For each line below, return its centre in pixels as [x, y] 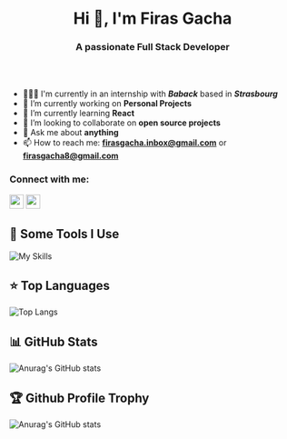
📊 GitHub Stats [54, 341]
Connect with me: [49, 179]
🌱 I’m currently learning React [78, 114]
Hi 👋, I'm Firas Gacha [153, 19]
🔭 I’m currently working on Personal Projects [107, 104]
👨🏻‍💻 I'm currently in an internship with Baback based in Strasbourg [150, 94]
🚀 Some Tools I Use [64, 234]
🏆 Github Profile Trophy [79, 398]
